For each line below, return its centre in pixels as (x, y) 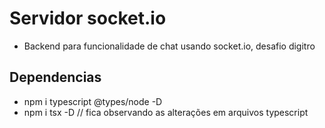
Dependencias (55, 77)
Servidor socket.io (88, 18)
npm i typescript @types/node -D (93, 101)
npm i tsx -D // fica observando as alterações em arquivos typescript (166, 112)
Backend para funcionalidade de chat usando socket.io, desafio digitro (169, 46)
